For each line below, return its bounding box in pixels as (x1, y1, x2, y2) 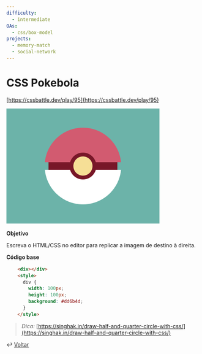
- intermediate (12, 16, 51, 23)
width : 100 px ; (28, 285, 64, 291)
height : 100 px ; (28, 292, 67, 298)
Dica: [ (21, 322, 39, 329)
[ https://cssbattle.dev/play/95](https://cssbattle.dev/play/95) (6, 96, 159, 104)
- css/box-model (12, 29, 53, 36)
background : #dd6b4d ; (28, 298, 84, 305)
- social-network (12, 49, 56, 55)
